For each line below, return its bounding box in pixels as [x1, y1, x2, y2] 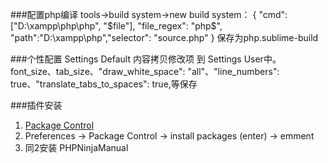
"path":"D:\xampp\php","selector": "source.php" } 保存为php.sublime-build [10, 32, 319, 43]
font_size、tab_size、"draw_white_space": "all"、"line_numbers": [10, 66, 280, 77]
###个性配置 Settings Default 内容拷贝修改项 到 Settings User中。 [10, 53, 282, 65]
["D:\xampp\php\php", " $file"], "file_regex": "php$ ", [10, 20, 223, 32]
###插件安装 [10, 99, 63, 111]
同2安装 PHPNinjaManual [24, 142, 129, 153]
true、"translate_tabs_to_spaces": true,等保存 [10, 78, 198, 90]
